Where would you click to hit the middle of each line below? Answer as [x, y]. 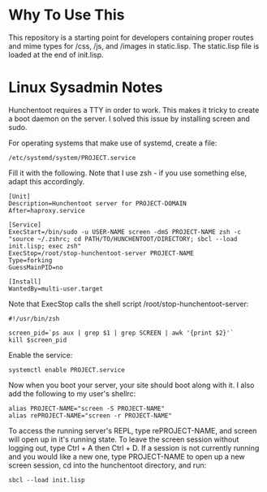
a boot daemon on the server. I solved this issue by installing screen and [129, 119]
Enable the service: [41, 355]
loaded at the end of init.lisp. [56, 54]
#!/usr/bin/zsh [34, 318]
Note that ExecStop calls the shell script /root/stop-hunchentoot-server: [129, 304]
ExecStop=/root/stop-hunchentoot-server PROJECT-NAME [101, 253]
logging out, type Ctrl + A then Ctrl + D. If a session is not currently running [134, 447]
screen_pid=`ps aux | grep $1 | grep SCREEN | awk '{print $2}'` [121, 333]
